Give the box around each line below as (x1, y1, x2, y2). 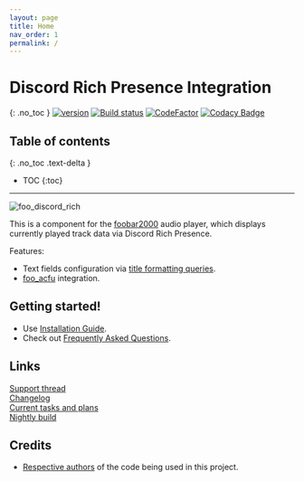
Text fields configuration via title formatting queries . (22, 263, 216, 274)
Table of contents (9, 133, 110, 149)
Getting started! (9, 299, 101, 315)
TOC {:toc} (22, 175, 63, 185)
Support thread (9, 382, 66, 393)
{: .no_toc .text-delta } (9, 157, 91, 168)
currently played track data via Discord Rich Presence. (9, 228, 213, 239)
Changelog (9, 392, 51, 403)
